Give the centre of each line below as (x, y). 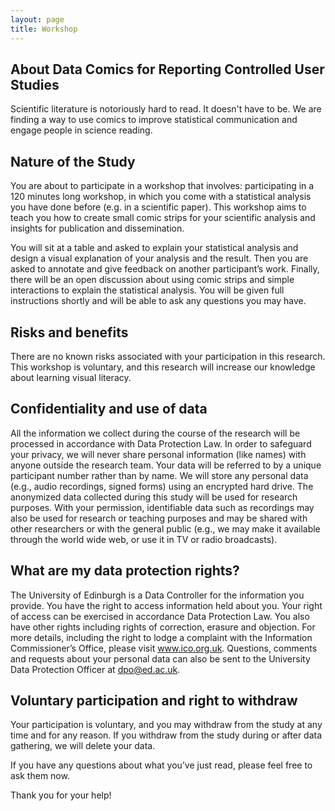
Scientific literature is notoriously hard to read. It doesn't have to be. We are (166, 109)
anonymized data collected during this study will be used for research (154, 497)
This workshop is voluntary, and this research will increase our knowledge (163, 367)
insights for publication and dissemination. (97, 228)
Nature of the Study (73, 161)
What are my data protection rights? (125, 571)
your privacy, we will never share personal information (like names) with (158, 454)
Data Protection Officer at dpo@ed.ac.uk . (95, 669)
